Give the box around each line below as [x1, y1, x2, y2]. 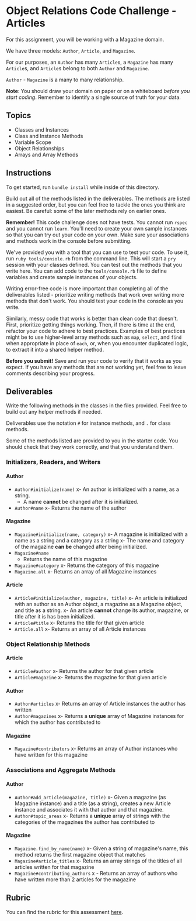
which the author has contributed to [14, 719, 101, 726]
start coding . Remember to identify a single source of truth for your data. [6, 94, 181, 101]
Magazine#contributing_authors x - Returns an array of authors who [14, 870, 178, 877]
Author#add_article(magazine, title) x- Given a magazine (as [14, 793, 166, 800]
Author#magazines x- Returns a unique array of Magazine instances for [14, 713, 184, 720]
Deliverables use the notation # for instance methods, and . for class [6, 420, 171, 427]
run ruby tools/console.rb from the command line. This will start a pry [6, 255, 176, 262]
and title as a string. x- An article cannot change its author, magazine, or [14, 607, 189, 614]
